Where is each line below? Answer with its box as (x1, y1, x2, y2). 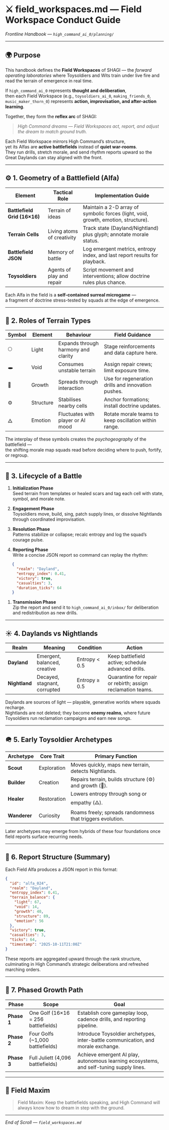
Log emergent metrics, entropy (82, 245, 156, 252)
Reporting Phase (12, 547, 49, 553)
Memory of (47, 249, 74, 256)
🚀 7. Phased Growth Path (5, 986, 83, 995)
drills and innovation (104, 381, 152, 388)
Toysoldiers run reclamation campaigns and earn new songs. (5, 715, 132, 721)
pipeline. (77, 1022, 98, 1029)
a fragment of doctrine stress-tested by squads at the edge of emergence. (5, 297, 160, 303)
